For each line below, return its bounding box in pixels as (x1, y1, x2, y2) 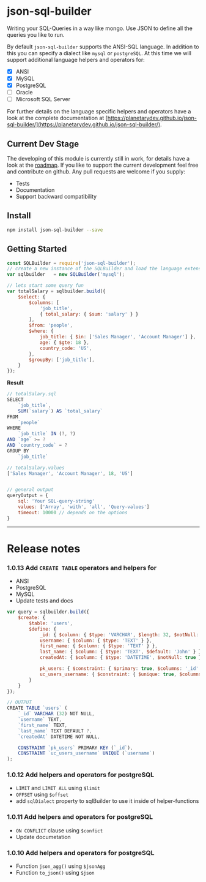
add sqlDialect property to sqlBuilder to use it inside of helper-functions (15, 797, 199, 805)
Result (7, 379, 24, 387)
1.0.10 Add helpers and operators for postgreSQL (7, 848, 155, 857)
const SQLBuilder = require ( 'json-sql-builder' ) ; (7, 260, 136, 266)
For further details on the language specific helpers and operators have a (7, 108, 191, 115)
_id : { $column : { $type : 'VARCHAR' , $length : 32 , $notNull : (39, 631, 199, 638)
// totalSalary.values (7, 465, 65, 471)
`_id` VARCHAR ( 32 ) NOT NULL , (18, 711, 95, 717)
